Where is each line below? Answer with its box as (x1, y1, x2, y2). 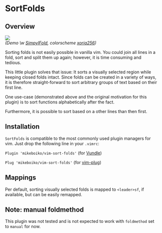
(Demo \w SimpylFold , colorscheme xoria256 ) (5, 40, 97, 46)
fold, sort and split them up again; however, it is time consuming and (5, 54, 142, 60)
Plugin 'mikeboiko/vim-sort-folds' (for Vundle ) (5, 150, 102, 156)
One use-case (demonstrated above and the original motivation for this (5, 94, 147, 100)
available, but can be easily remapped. (5, 191, 82, 197)
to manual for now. (5, 224, 41, 230)
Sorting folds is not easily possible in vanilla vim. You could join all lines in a (5, 50, 156, 55)
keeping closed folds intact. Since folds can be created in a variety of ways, (5, 74, 157, 80)
